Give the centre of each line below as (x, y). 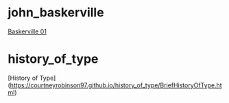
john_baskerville (56, 13)
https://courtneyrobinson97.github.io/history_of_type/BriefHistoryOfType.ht (116, 85)
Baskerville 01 (27, 31)
